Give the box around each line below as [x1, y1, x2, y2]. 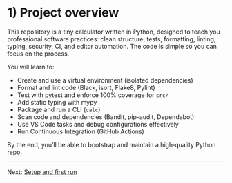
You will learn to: [7, 63, 55, 71]
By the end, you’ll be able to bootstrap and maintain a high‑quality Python [7, 140, 216, 149]
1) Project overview [7, 5, 119, 21]
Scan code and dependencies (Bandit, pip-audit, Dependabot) [17, 112, 195, 121]
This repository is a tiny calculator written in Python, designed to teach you [7, 28, 221, 36]
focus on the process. [7, 50, 70, 58]
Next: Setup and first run [7, 167, 77, 176]
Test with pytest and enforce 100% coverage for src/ [17, 91, 169, 99]
